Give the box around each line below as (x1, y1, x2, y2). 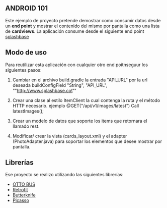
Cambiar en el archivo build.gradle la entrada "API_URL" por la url (12, 77, 147, 83)
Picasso (12, 197, 29, 203)
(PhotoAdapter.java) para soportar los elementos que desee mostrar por (12, 138, 162, 144)
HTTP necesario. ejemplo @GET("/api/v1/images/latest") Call (12, 102, 139, 109)
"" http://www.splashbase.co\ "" (12, 87, 77, 93)
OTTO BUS (12, 181, 35, 187)
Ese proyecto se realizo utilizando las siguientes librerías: (5, 172, 124, 178)
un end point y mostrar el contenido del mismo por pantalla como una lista (5, 23, 160, 29)
